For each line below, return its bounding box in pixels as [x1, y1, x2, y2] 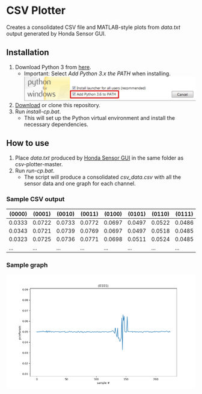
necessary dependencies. [23, 120, 88, 128]
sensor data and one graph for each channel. [23, 180, 136, 187]
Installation [6, 48, 49, 58]
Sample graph [6, 260, 48, 269]
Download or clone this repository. [14, 101, 100, 108]
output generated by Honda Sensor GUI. [6, 30, 106, 37]
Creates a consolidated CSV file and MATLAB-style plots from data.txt [6, 23, 180, 31]
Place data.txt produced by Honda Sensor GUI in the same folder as [14, 154, 184, 161]
